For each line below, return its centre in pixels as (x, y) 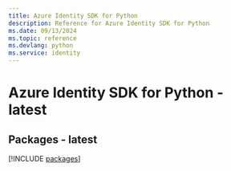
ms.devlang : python (41, 46)
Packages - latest (53, 139)
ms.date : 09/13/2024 (43, 31)
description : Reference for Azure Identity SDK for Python (109, 23)
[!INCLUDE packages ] (45, 159)
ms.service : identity (45, 53)
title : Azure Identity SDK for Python (73, 16)
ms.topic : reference (43, 38)
